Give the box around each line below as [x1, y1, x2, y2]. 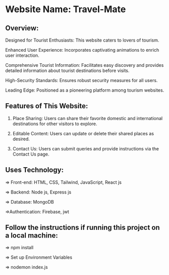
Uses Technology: [5, 166, 64, 174]
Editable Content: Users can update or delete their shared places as [12, 130, 154, 136]
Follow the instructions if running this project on [5, 223, 160, 232]
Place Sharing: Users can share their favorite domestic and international [12, 115, 163, 121]
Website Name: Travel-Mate [5, 4, 126, 15]
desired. [12, 136, 30, 142]
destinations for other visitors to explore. [12, 121, 98, 127]
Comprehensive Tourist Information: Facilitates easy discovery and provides [5, 62, 164, 68]
